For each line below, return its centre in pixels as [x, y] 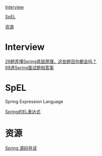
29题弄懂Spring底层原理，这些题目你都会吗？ [51, 61]
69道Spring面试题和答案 [29, 67]
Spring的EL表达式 [23, 112]
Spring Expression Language [34, 101]
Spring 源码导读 [21, 148]
